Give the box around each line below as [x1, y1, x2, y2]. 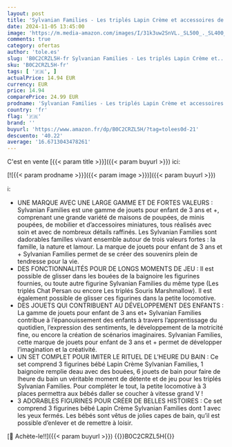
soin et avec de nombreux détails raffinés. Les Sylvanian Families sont [17, 228, 217, 236]
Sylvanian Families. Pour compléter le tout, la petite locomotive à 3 [17, 382, 207, 390]
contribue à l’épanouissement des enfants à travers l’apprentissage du [17, 316, 217, 325]
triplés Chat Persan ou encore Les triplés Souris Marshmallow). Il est [17, 287, 213, 295]
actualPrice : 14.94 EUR [7, 74, 76, 82]
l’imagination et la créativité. [17, 345, 97, 354]
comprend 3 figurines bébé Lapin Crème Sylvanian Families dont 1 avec [17, 404, 222, 412]
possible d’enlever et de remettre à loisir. [17, 419, 133, 427]
